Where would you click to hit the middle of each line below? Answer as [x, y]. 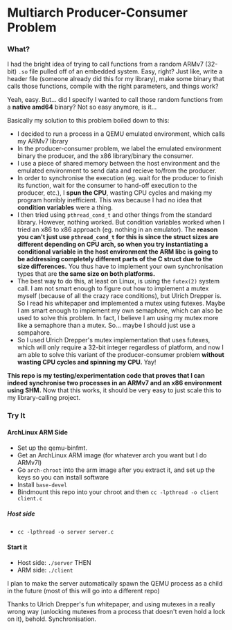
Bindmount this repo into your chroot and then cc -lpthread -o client [118, 492]
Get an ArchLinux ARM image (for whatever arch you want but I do [112, 455]
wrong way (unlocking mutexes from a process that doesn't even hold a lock [116, 611]
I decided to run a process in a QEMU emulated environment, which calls [121, 134]
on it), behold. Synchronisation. [52, 619]
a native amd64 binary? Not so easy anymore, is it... [82, 107]
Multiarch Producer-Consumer [98, 13]
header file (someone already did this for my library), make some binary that [116, 79]
